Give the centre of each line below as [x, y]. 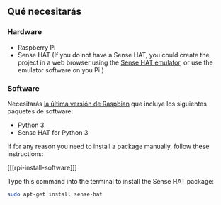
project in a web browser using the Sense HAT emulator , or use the [115, 62]
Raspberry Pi [36, 47]
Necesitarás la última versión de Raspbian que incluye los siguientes [107, 104]
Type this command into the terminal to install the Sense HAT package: [111, 181]
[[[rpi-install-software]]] [42, 167]
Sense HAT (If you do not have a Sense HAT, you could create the [114, 55]
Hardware [25, 32]
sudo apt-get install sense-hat [55, 194]
